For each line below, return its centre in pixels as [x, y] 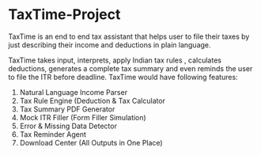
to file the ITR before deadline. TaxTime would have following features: [123, 77]
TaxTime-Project [64, 15]
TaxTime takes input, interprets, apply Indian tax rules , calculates [115, 60]
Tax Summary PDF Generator [67, 109]
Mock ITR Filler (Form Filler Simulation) [83, 117]
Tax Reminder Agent [53, 134]
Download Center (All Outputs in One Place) [91, 142]
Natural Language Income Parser [74, 92]
